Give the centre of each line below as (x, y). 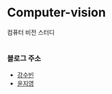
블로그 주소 (24, 59)
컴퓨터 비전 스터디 (31, 32)
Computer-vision (56, 13)
